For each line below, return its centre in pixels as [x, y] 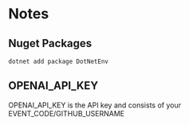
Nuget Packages [50, 43]
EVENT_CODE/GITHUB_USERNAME [67, 113]
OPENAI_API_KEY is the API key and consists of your [95, 105]
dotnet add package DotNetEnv [59, 61]
